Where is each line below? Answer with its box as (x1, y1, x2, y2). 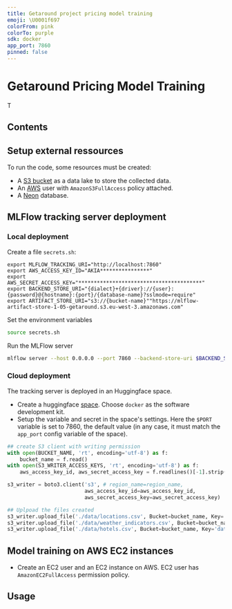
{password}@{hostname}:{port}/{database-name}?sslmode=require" (7, 291, 196, 298)
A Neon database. (17, 191, 69, 200)
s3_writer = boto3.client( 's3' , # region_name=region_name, (7, 481, 184, 488)
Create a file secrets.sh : (7, 247, 77, 256)
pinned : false (7, 49, 48, 56)
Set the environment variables (7, 315, 93, 324)
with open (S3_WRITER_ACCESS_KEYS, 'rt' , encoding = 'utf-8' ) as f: (7, 462, 199, 469)
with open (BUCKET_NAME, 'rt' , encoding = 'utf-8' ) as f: (7, 449, 168, 456)
